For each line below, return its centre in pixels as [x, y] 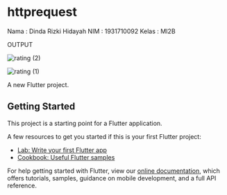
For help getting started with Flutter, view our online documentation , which [114, 171]
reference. [22, 185]
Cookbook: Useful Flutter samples [66, 157]
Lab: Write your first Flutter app [62, 150]
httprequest [42, 12]
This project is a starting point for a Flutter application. [85, 123]
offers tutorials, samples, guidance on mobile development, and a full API [112, 178]
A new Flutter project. [38, 84]
